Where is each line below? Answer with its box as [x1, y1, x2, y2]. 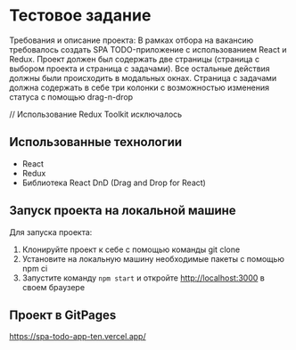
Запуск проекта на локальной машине [9, 203, 236, 218]
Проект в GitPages [9, 307, 117, 322]
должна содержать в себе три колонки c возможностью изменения [9, 82, 270, 93]
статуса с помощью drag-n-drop [9, 91, 134, 102]
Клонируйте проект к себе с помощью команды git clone [21, 244, 241, 255]
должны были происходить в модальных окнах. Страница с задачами [9, 72, 277, 83]
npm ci [21, 263, 48, 273]
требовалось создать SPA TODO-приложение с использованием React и [9, 44, 287, 54]
